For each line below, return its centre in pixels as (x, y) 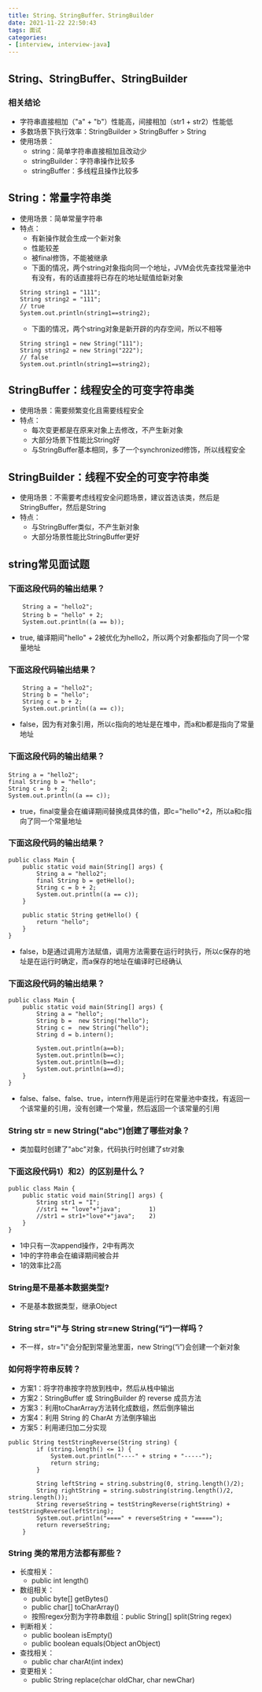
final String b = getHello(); (86, 881)
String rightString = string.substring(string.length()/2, (135, 1491)
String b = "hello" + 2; (63, 615)
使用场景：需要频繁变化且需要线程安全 (81, 411)
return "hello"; (63, 922)
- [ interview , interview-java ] (59, 45)
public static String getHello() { (81, 915)
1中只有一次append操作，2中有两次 (77, 1245)
